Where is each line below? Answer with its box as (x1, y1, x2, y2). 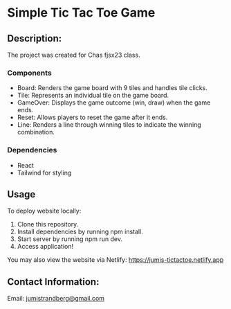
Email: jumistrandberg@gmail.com (7, 294, 105, 303)
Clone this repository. (17, 220, 79, 229)
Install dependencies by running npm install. (17, 227, 143, 236)
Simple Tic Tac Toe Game (7, 5, 156, 21)
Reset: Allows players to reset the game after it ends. (17, 113, 168, 122)
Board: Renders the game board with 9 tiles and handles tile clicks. (17, 84, 207, 92)
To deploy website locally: (7, 206, 82, 215)
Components (7, 68, 52, 78)
